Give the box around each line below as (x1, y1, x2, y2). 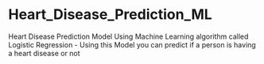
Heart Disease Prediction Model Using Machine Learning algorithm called (8, 32, 249, 41)
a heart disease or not (8, 48, 81, 58)
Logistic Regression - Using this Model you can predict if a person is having (8, 40, 256, 49)
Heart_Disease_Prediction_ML (8, 6, 212, 24)
